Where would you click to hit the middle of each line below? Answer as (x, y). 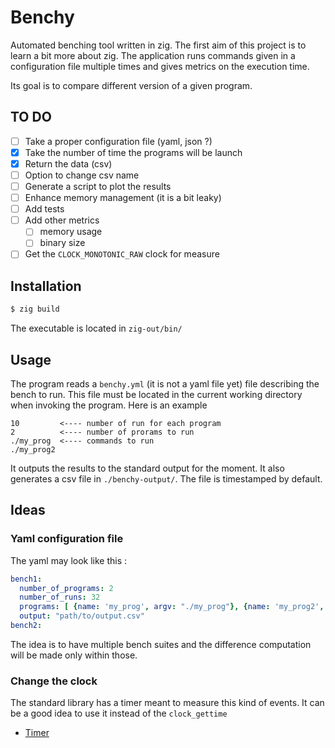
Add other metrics (62, 220)
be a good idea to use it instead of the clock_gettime (119, 713)
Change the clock (54, 681)
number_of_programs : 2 (66, 588)
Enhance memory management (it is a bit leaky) (123, 198)
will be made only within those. (74, 655)
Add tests (44, 209)
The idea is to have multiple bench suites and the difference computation (161, 644)
